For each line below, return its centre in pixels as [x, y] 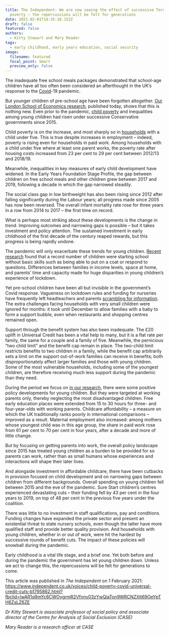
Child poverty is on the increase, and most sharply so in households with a [82, 132]
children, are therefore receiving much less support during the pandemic [80, 373]
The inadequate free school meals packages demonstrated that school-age [83, 81]
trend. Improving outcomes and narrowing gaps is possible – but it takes [80, 226]
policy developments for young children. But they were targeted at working [83, 393]
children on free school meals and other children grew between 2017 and [81, 179]
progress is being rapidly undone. [40, 242]
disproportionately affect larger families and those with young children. [79, 362]
